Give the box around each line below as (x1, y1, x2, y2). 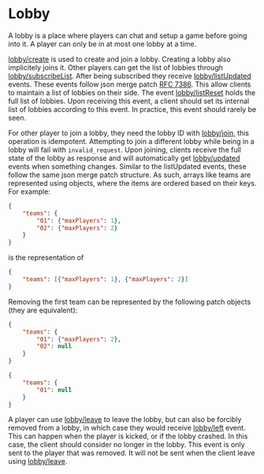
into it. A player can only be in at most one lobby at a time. (8, 39, 197, 48)
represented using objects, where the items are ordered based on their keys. (8, 178, 257, 187)
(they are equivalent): (8, 305, 78, 315)
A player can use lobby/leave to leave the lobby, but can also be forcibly (8, 415, 242, 424)
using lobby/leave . (8, 457, 68, 466)
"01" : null (36, 386, 73, 394)
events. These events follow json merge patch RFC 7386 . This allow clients (8, 80, 251, 89)
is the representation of (8, 253, 84, 262)
